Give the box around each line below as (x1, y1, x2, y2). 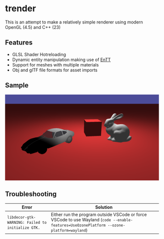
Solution (95, 204, 113, 210)
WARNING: (7, 220, 25, 225)
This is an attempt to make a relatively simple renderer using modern (5, 19, 143, 25)
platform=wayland (51, 228, 86, 233)
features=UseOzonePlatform (51, 223, 106, 228)
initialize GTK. (7, 225, 41, 230)
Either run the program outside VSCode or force (51, 211, 147, 217)
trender (5, 3, 36, 14)
